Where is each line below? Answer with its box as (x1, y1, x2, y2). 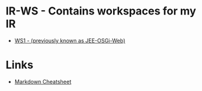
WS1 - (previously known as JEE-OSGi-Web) (14, 37, 126, 44)
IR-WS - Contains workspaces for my (5, 4, 197, 18)
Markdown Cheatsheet (14, 78, 72, 85)
